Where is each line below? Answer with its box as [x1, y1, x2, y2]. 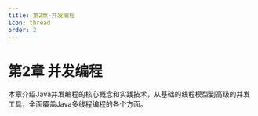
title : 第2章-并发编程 [8, 11, 75, 20]
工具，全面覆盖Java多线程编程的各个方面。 [8, 100, 147, 109]
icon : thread [8, 19, 51, 27]
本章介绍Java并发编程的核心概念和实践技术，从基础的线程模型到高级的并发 [8, 89, 251, 99]
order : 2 [8, 26, 37, 34]
